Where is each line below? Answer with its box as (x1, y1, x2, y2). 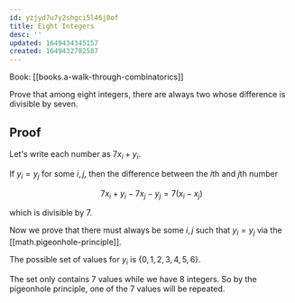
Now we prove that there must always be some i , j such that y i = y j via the (9, 225, 282, 238)
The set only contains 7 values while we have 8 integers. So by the (9, 273, 257, 284)
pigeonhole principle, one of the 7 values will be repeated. (9, 283, 226, 294)
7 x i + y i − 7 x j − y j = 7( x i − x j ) (100, 188, 203, 201)
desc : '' (9, 30, 42, 39)
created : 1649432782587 (9, 47, 99, 56)
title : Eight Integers (9, 22, 95, 31)
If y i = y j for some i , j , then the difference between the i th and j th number (9, 168, 278, 181)
